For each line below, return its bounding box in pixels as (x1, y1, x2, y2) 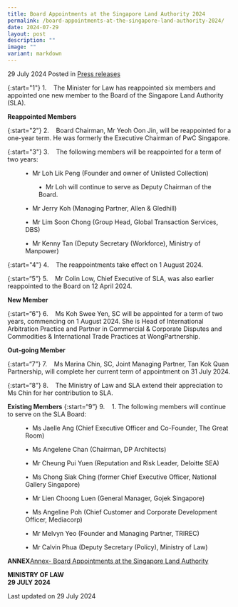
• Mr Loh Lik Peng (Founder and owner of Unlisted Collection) (25, 169, 209, 177)
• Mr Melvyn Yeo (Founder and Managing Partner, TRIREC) (25, 529, 200, 537)
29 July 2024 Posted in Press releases (7, 69, 121, 78)
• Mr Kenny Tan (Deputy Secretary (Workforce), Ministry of (25, 239, 201, 248)
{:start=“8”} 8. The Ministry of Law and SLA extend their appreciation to (7, 381, 223, 389)
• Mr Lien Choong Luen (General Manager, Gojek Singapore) (25, 494, 205, 502)
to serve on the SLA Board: (7, 410, 87, 418)
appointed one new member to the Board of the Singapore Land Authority (7, 90, 224, 100)
